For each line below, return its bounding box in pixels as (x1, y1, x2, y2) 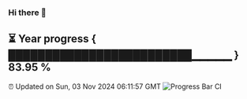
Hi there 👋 (8, 7, 47, 18)
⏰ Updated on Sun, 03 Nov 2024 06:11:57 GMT (8, 82, 162, 91)
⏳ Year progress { (8, 32, 97, 46)
